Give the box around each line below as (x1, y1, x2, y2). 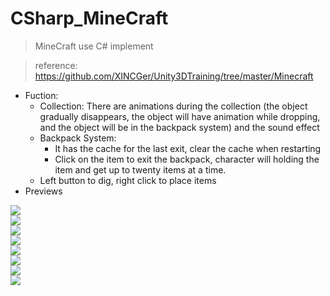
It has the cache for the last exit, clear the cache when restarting (54, 142, 322, 154)
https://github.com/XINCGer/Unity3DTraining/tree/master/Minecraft (34, 70, 314, 82)
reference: (34, 59, 78, 71)
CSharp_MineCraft (10, 7, 169, 30)
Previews (24, 185, 63, 197)
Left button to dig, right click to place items (39, 174, 217, 186)
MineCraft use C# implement (34, 40, 154, 52)
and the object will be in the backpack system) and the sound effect (39, 121, 320, 133)
